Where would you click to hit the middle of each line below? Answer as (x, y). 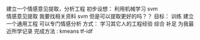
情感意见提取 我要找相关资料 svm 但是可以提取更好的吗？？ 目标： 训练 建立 (100, 16)
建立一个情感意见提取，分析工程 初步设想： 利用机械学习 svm (82, 9)
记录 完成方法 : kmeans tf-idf (57, 31)
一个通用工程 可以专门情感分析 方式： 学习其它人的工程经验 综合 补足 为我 (98, 24)
